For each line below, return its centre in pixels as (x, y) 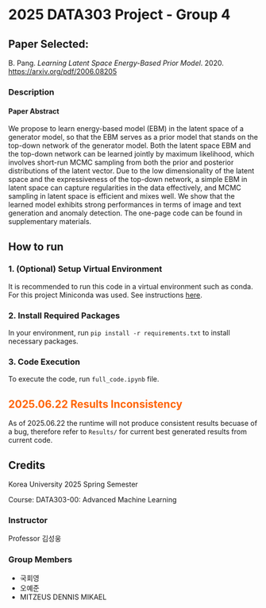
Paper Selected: (48, 44)
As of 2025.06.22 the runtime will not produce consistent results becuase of (133, 424)
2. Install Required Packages (64, 316)
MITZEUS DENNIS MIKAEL (63, 597)
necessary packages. (43, 341)
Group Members (40, 560)
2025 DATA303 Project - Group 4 (120, 15)
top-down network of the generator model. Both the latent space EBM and (130, 145)
